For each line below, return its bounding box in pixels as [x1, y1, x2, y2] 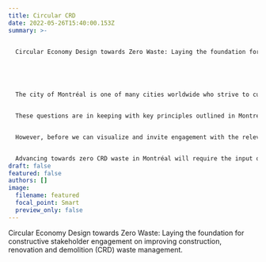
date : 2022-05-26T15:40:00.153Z [8, 19, 115, 27]
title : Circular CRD [8, 11, 77, 20]
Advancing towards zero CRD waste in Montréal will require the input [15, 154, 253, 163]
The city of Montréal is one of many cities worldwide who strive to [15, 91, 249, 99]
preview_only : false [15, 206, 83, 214]
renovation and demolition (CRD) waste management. [8, 245, 184, 254]
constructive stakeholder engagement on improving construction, [8, 236, 222, 246]
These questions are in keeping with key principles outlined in [15, 112, 236, 120]
